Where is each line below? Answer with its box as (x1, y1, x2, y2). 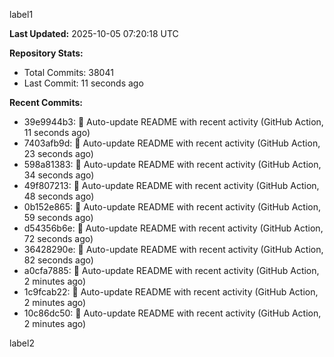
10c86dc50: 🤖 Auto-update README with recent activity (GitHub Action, (23, 307, 322, 319)
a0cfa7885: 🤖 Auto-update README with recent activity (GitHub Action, (23, 265, 320, 276)
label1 (9, 9, 34, 20)
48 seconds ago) (23, 190, 95, 202)
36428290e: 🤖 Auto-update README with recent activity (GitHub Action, (23, 244, 324, 255)
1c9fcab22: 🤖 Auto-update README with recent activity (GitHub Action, (23, 286, 319, 298)
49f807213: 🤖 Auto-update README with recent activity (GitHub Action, (23, 180, 320, 191)
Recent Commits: (9, 97, 83, 108)
